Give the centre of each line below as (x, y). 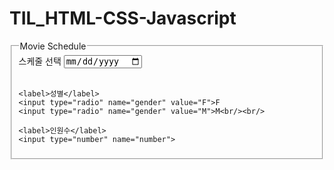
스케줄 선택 (40, 61)
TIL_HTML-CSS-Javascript (123, 18)
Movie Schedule (53, 46)
